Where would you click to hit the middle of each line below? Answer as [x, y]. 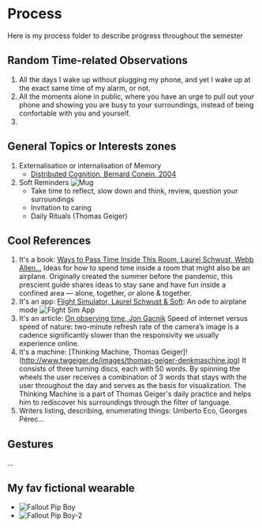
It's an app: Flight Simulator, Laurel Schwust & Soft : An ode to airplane [133, 302]
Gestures [31, 444]
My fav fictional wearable [71, 488]
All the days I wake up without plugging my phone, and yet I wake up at [135, 79]
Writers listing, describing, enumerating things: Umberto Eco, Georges [133, 411]
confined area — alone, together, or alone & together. [105, 293]
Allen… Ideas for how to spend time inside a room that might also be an [134, 268]
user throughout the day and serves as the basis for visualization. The [132, 386]
